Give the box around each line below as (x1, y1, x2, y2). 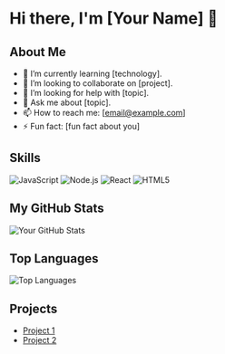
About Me (9, 44, 66, 60)
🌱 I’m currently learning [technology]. (22, 68, 162, 79)
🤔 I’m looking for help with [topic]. (22, 88, 150, 98)
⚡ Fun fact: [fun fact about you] (22, 121, 141, 131)
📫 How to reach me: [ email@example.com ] (22, 108, 186, 118)
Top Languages (9, 251, 99, 266)
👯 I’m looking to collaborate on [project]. (22, 78, 173, 89)
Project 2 (22, 335, 57, 346)
